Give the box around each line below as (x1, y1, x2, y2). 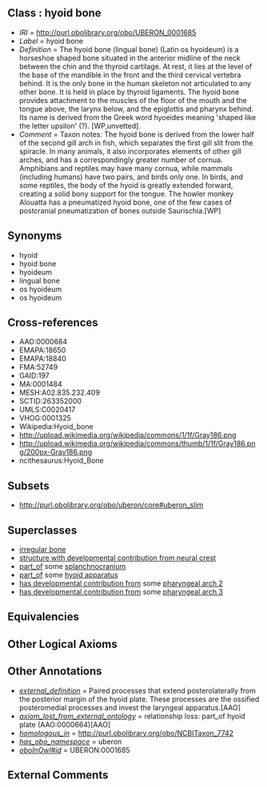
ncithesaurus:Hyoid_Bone (18, 455, 105, 466)
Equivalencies (7, 610, 79, 624)
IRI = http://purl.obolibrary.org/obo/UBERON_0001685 (18, 27, 197, 37)
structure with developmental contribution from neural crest (18, 553, 217, 562)
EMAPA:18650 (18, 345, 66, 355)
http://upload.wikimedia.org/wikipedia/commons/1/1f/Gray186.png (18, 431, 237, 440)
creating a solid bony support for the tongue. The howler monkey (18, 189, 234, 198)
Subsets (7, 479, 50, 492)
